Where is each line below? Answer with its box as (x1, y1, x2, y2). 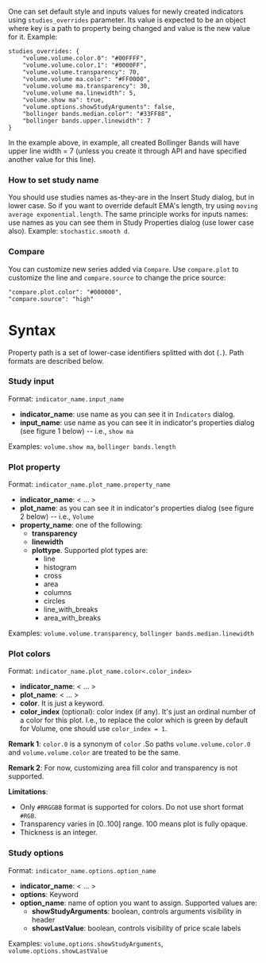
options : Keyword (19, 889, 79, 899)
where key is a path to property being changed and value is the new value (8, 24, 251, 33)
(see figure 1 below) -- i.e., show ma (19, 426, 134, 435)
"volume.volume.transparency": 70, (22, 68, 141, 76)
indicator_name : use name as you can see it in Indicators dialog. (19, 409, 236, 419)
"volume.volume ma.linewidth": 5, (22, 89, 137, 97)
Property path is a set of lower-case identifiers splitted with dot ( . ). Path (8, 347, 245, 357)
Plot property (8, 461, 61, 472)
